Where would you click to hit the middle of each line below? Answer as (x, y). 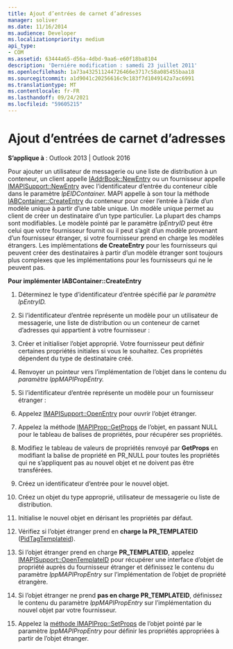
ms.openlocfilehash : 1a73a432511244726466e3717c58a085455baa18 (101, 72)
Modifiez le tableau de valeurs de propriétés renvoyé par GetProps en (118, 448)
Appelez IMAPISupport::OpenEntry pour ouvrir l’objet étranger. (107, 413)
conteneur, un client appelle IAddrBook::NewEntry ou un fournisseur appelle (117, 179)
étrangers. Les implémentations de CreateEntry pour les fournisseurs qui (113, 245)
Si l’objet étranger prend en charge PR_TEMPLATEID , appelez (106, 552)
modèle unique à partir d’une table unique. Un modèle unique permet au (111, 208)
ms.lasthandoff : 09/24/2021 (49, 98)
